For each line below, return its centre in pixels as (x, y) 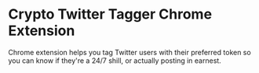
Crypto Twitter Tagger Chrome (110, 14)
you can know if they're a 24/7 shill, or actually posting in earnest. (115, 61)
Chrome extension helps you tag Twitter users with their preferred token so (129, 52)
